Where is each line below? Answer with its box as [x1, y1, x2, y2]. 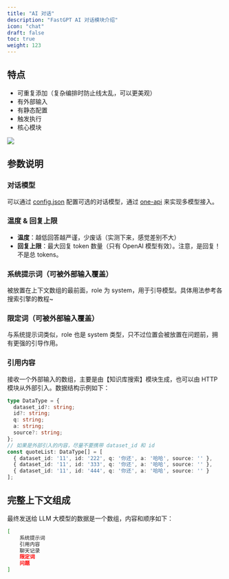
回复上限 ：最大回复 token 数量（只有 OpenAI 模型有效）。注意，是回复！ [17, 241, 221, 250]
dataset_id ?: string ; [13, 404, 76, 411]
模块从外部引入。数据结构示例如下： [7, 383, 110, 392]
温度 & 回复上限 [7, 216, 58, 226]
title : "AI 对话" [7, 10, 55, 17]
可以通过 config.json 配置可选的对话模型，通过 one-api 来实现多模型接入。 [7, 197, 219, 206]
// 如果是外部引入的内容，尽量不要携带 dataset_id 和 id [7, 441, 155, 449]
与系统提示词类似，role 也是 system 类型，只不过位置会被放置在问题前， [7, 331, 212, 339]
